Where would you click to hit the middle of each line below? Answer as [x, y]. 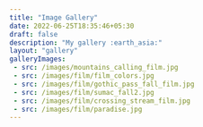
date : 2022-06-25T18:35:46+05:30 [72, 26]
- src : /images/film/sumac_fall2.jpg [84, 92]
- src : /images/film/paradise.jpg [78, 109]
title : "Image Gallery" [54, 17]
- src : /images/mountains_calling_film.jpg [96, 68]
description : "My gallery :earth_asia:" [86, 42]
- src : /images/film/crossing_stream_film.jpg [102, 101]
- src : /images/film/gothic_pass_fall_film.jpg [104, 84]
